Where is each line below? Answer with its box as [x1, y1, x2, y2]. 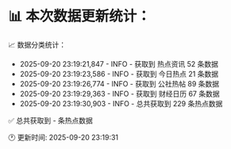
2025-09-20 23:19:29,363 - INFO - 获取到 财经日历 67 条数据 [19, 89, 220, 98]
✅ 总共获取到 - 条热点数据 [8, 116, 94, 125]
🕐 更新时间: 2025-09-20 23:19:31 [8, 132, 119, 142]
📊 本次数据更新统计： [8, 7, 151, 25]
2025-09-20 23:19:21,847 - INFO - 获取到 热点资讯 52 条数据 [19, 59, 219, 68]
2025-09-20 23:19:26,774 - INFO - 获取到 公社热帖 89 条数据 [19, 78, 220, 88]
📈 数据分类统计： [8, 40, 66, 49]
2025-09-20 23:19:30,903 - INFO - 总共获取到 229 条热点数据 [19, 98, 223, 108]
